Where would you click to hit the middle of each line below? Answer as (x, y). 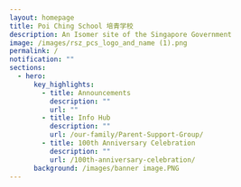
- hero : (32, 76)
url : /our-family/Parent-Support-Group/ (126, 135)
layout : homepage (42, 18)
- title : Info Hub (76, 118)
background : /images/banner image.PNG (106, 168)
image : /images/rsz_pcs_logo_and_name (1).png (98, 43)
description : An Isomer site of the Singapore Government (120, 34)
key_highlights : (64, 85)
